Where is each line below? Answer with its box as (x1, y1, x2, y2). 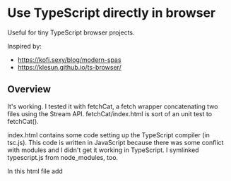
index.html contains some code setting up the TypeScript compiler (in (7, 130, 211, 139)
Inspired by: (7, 42, 42, 50)
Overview (7, 83, 52, 96)
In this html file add (7, 167, 64, 175)
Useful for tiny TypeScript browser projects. (7, 28, 135, 37)
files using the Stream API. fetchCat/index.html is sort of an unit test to (7, 109, 213, 118)
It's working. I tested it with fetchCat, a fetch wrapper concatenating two (7, 102, 218, 111)
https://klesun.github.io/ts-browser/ (17, 63, 122, 71)
